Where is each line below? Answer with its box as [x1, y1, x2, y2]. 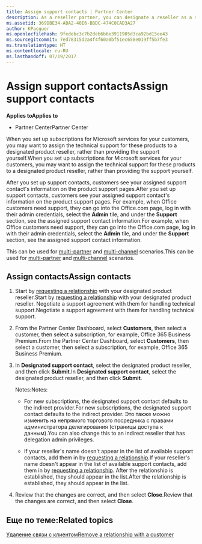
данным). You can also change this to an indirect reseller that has [23, 430, 185, 437]
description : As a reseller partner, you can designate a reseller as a [6, 14, 192, 20]
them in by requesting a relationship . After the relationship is [23, 467, 173, 474]
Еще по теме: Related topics [6, 515, 114, 525]
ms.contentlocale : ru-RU [6, 48, 69, 54]
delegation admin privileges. [23, 436, 94, 443]
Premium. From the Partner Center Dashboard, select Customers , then [14, 337, 189, 345]
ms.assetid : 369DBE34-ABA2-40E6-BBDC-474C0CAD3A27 [6, 20, 136, 26]
